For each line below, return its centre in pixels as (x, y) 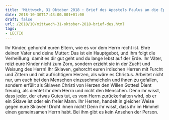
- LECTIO (14, 33)
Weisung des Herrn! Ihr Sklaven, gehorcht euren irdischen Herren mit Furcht (84, 69)
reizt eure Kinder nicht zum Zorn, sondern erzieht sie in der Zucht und (78, 64)
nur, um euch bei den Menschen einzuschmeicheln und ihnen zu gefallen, (82, 80)
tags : (11, 29)
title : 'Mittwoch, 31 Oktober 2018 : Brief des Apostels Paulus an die (82, 10)
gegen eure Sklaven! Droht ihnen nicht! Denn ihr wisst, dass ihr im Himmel (82, 107)
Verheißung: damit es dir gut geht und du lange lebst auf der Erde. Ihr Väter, (84, 58)
